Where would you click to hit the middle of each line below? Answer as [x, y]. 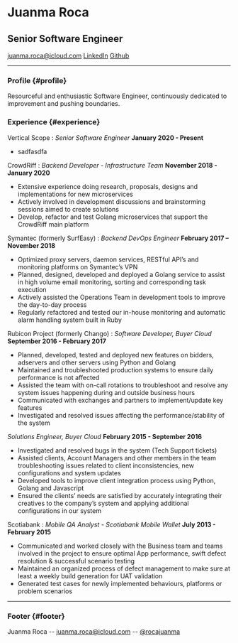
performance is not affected [58, 377]
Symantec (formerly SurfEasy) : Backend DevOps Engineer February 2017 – [118, 238]
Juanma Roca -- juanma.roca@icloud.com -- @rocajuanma [94, 631]
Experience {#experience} [54, 122]
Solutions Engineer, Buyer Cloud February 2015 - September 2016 [105, 436]
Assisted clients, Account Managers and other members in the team [117, 458]
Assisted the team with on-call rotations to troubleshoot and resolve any [123, 385]
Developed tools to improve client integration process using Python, [117, 480]
